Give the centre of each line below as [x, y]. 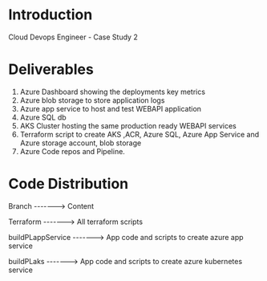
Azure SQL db [43, 117]
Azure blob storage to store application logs [92, 100]
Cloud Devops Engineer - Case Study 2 [73, 37]
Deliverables [51, 69]
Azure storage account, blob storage [81, 143]
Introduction [51, 15]
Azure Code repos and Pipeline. [73, 151]
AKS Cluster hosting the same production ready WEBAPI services [128, 125]
